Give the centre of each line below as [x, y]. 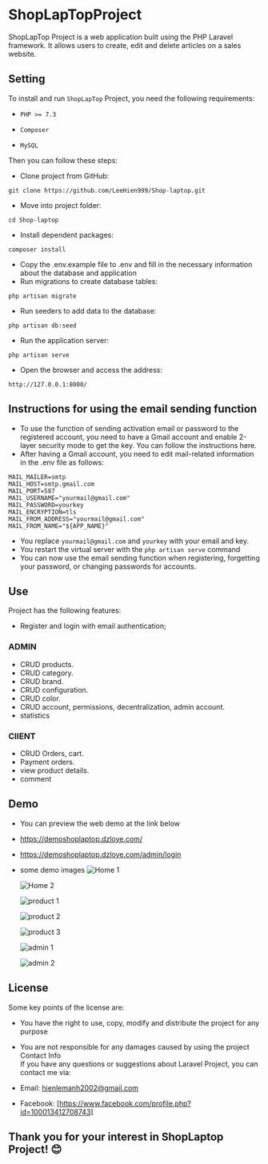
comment [36, 778]
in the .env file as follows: [62, 462]
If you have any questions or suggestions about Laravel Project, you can [139, 1064]
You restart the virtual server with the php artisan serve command [130, 549]
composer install [37, 250]
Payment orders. [47, 762]
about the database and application [78, 273]
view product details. [54, 770]
